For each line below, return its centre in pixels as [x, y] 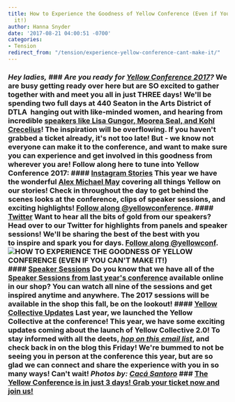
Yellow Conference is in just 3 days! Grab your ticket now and [114, 382]
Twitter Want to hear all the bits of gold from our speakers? [109, 216]
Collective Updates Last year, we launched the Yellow [100, 313]
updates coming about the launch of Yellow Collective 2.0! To [114, 330]
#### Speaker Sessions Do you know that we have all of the [111, 269]
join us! [21, 391]
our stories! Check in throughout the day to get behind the [108, 191]
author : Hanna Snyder [39, 27]
